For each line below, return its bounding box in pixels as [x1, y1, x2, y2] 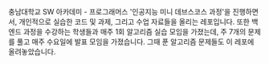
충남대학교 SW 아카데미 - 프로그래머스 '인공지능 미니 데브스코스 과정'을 [8, 7, 231, 16]
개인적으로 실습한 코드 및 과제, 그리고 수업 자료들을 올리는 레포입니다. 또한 [18, 17, 251, 26]
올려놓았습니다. [8, 47, 56, 56]
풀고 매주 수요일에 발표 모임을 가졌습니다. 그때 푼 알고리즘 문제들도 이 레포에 [16, 37, 255, 46]
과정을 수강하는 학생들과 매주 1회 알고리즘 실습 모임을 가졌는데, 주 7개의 [22, 27, 247, 36]
